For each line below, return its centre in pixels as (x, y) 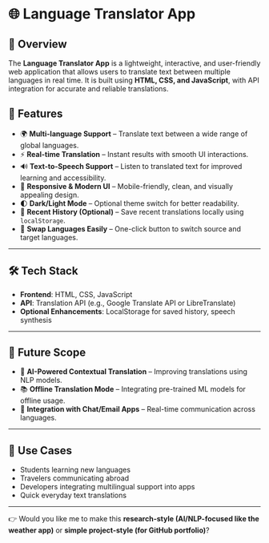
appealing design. (49, 195)
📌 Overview (38, 44)
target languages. (49, 237)
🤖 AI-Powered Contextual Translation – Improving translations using (134, 372)
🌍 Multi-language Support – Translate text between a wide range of (134, 134)
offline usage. (42, 400)
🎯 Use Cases (40, 450)
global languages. (49, 145)
